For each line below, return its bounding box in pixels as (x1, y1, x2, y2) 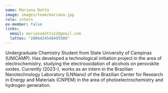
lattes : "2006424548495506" (10, 36, 70, 41)
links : (5, 26, 19, 32)
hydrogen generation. (5, 82, 51, 88)
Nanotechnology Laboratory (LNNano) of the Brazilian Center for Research (5, 71, 163, 77)
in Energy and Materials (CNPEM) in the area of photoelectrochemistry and (5, 77, 163, 83)
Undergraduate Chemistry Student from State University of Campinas (5, 49, 152, 56)
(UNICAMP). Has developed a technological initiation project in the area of (5, 55, 162, 61)
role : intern (5, 17, 33, 22)
